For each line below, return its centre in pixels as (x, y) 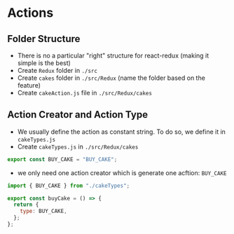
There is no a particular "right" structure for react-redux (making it (113, 55)
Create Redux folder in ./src (57, 70)
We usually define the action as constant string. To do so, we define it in (122, 132)
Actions (30, 13)
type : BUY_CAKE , (44, 212)
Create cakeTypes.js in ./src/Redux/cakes (78, 146)
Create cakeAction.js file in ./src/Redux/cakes (85, 93)
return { (26, 205)
